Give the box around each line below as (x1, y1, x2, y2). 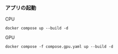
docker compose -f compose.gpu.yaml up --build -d (5, 44, 113, 49)
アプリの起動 (5, 4, 37, 11)
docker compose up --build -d (5, 26, 69, 31)
